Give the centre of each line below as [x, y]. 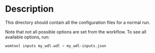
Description [29, 9]
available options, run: [27, 37]
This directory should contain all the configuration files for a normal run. [78, 22]
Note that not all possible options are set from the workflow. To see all [76, 32]
